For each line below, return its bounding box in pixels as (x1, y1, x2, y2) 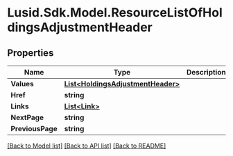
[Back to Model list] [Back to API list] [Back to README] (7, 142, 166, 150)
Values (10, 79, 35, 88)
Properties (7, 47, 54, 59)
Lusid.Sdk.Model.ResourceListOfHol (7, 5, 223, 21)
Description (186, 68, 227, 77)
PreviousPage (10, 124, 58, 133)
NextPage (10, 113, 44, 122)
